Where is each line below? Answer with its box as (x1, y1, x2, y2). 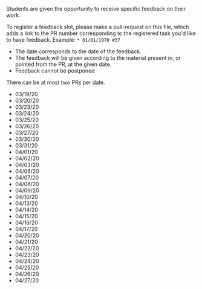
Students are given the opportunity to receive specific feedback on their (6, 5, 186, 12)
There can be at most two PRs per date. (6, 79, 106, 86)
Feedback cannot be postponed (15, 67, 95, 74)
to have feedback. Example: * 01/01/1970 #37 (6, 36, 121, 43)
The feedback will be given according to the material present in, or (15, 54, 181, 61)
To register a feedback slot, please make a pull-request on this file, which (6, 24, 189, 30)
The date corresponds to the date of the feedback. (15, 48, 142, 55)
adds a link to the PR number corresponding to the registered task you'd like (6, 30, 196, 37)
